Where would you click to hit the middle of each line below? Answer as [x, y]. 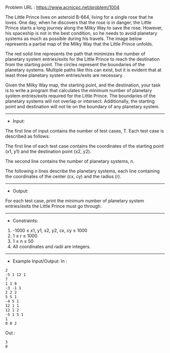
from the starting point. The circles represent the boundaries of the [75, 64]
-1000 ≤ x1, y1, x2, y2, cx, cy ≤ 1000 [50, 230]
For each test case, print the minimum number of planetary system [75, 201]
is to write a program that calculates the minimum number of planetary [79, 90]
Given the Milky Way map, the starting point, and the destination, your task [83, 85]
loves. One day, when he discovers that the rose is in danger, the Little [78, 23]
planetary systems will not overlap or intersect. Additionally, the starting [80, 101]
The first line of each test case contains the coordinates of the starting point [85, 146]
